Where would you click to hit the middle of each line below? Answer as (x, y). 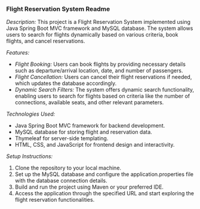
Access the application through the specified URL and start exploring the (104, 193)
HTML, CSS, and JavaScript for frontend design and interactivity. (95, 145)
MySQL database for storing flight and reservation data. (83, 132)
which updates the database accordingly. (66, 83)
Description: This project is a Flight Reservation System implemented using (99, 22)
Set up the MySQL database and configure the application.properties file (104, 174)
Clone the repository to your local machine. (68, 168)
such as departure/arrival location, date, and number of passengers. (99, 71)
